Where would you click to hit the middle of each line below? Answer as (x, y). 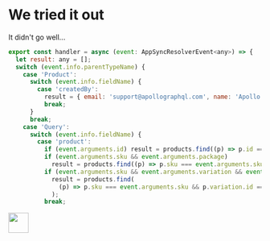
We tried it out (56, 15)
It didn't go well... (37, 37)
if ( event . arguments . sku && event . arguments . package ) (136, 157)
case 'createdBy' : (68, 89)
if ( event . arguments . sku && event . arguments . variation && (143, 172)
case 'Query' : (46, 127)
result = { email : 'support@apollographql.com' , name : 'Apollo (152, 97)
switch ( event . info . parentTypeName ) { (81, 67)
